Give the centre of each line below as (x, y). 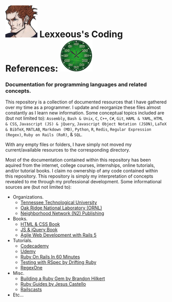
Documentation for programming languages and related (76, 84)
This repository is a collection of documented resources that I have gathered (86, 102)
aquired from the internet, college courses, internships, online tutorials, (80, 165)
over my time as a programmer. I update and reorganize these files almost (83, 107)
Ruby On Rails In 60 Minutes (50, 257)
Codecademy (35, 246)
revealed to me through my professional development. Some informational (83, 182)
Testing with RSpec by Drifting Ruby (58, 262)
